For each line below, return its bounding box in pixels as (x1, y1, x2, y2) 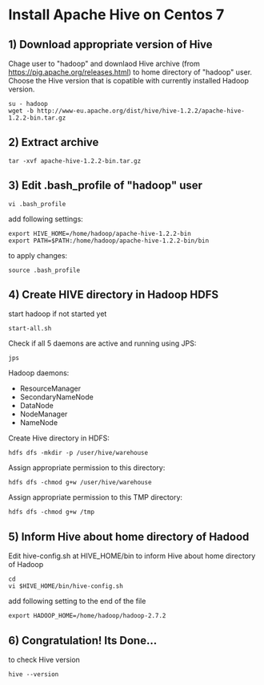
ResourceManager (19, 383, 82, 394)
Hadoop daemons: (8, 368, 70, 378)
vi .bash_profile (8, 200, 66, 208)
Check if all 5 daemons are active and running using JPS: (8, 338, 197, 348)
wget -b (8, 107, 34, 115)
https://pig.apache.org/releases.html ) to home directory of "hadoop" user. (8, 67, 253, 77)
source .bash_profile (8, 266, 81, 274)
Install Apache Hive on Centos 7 (8, 6, 225, 24)
